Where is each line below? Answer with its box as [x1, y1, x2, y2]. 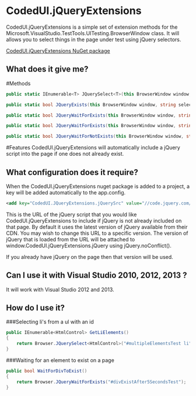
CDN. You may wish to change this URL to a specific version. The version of [6, 230, 188, 237]
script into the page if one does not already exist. [6, 151, 124, 158]
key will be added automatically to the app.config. [6, 189, 126, 196]
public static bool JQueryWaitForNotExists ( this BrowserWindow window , [6, 134, 184, 139]
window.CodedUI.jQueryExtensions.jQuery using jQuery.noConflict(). [6, 242, 172, 249]
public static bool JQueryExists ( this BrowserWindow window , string [6, 101, 176, 108]
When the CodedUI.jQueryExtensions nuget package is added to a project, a [6, 183, 190, 190]
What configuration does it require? [6, 167, 138, 177]
